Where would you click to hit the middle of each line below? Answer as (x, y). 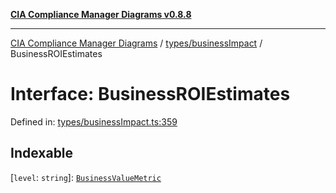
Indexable (42, 153)
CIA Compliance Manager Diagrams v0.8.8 (101, 14)
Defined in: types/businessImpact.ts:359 (94, 121)
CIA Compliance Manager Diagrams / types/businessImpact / (136, 43)
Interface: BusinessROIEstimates (150, 94)
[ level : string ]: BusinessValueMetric (86, 177)
